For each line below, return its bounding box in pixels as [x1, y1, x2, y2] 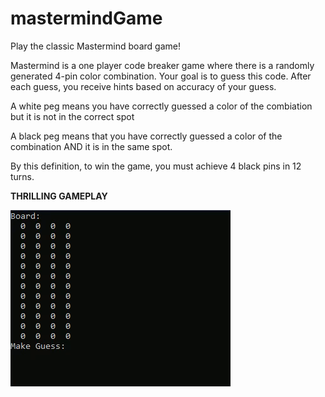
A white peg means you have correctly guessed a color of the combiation [10, 100, 313, 112]
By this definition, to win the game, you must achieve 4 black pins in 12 [10, 160, 302, 172]
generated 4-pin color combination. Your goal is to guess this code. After [10, 70, 312, 82]
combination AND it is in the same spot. [10, 140, 173, 152]
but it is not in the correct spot [10, 110, 135, 122]
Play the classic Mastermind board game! [10, 40, 181, 52]
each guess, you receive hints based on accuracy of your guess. [10, 80, 277, 92]
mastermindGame [10, 7, 163, 30]
